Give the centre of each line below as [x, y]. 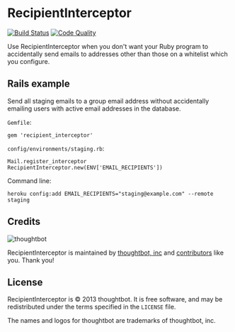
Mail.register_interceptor [47, 161]
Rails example [39, 84]
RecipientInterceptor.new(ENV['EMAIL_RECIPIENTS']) [85, 167]
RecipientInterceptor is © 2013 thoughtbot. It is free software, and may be [115, 299]
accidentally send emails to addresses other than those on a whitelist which [117, 54]
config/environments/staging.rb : [56, 148]
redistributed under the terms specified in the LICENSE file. [92, 307]
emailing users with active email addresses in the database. [94, 109]
